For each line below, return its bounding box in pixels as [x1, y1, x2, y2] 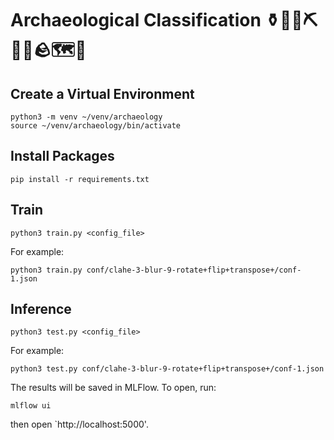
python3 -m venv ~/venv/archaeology [10, 112, 163, 122]
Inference [10, 301, 72, 318]
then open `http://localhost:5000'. [10, 418, 149, 431]
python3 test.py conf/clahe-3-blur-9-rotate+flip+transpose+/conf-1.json [10, 364, 325, 374]
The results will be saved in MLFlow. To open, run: [10, 382, 217, 394]
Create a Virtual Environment [10, 85, 195, 102]
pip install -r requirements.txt [10, 174, 150, 184]
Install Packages [10, 148, 115, 165]
